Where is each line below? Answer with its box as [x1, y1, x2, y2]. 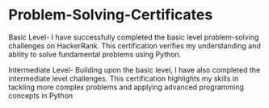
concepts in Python [8, 90, 74, 100]
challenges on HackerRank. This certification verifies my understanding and [8, 40, 261, 50]
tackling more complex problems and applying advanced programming [8, 82, 245, 92]
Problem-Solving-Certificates [8, 6, 213, 24]
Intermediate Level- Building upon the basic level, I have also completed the [8, 64, 261, 74]
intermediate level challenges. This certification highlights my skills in [8, 73, 239, 83]
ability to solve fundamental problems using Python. [8, 49, 182, 59]
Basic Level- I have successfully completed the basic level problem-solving [8, 32, 259, 42]
